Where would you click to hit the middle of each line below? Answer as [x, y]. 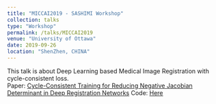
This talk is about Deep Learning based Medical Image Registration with [108, 71]
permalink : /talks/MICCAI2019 [50, 32]
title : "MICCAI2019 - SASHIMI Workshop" [66, 13]
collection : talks [33, 20]
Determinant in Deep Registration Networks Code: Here [85, 92]
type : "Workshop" [32, 26]
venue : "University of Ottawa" [52, 39]
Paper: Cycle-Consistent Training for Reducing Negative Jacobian [100, 86]
